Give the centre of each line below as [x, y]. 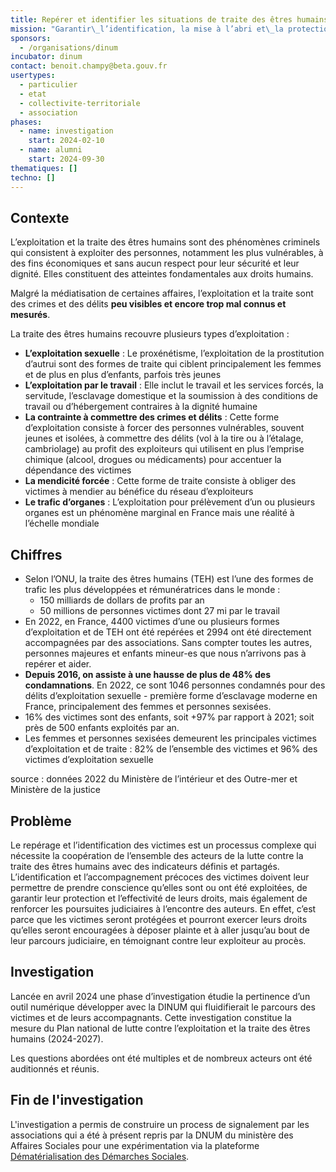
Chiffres [36, 554]
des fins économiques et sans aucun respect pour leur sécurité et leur [155, 263]
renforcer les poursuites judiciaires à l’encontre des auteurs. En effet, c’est [163, 908]
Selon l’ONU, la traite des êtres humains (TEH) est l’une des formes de [169, 579]
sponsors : [31, 38]
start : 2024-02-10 [66, 141]
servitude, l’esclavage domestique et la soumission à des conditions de [171, 396]
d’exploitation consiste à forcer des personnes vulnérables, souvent [164, 428]
